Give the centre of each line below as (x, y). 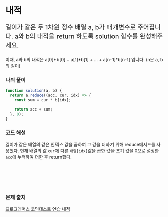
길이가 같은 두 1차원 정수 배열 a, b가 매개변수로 (71, 28)
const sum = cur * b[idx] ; (43, 100)
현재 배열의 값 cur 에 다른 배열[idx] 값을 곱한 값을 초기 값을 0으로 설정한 (90, 151)
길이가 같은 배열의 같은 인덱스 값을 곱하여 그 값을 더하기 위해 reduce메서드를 (80, 145)
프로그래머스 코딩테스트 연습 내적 (38, 209)
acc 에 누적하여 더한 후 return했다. (38, 157)
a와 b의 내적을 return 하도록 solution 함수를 (76, 37)
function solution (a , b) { (34, 91)
